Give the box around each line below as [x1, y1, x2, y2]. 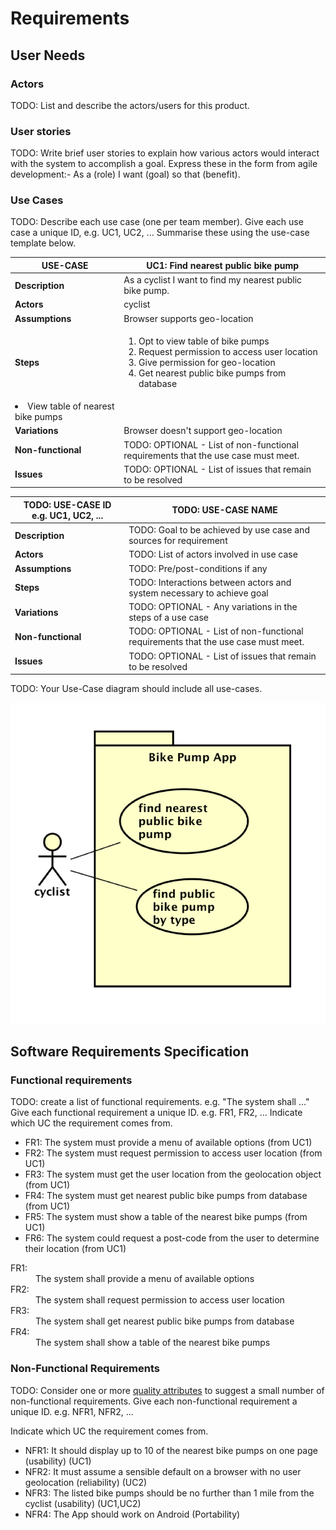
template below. [10, 237, 76, 249]
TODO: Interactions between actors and [128, 576, 292, 588]
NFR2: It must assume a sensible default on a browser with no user [24, 1465, 302, 1477]
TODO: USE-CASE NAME [171, 504, 278, 516]
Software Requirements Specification [10, 1043, 250, 1061]
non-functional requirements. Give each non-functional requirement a [10, 1395, 298, 1407]
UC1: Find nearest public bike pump [146, 259, 300, 271]
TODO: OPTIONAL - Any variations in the [128, 601, 298, 613]
